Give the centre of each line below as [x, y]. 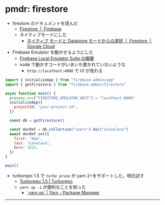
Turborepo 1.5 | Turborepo [46, 181]
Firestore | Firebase [41, 29]
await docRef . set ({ [29, 134]
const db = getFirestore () [37, 121]
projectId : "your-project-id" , [46, 107]
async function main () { [30, 93]
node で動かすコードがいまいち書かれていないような [73, 64]
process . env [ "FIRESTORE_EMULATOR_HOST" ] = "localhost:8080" [72, 98]
